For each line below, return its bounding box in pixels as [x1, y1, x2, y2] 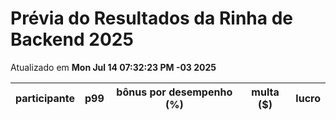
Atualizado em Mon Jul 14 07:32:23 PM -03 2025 [10, 61, 217, 73]
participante [15, 91, 76, 105]
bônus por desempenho [116, 85, 233, 99]
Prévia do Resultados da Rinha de [10, 7, 293, 30]
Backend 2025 [10, 28, 134, 51]
